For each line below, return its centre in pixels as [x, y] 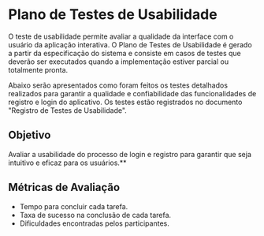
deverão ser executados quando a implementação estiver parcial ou [119, 62]
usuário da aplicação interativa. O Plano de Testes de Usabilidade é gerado [130, 44]
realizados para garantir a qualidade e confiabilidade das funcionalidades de [132, 93]
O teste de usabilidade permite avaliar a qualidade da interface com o [121, 36]
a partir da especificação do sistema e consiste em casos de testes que [125, 53]
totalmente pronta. [38, 69]
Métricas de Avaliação [64, 187]
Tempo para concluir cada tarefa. [74, 206]
